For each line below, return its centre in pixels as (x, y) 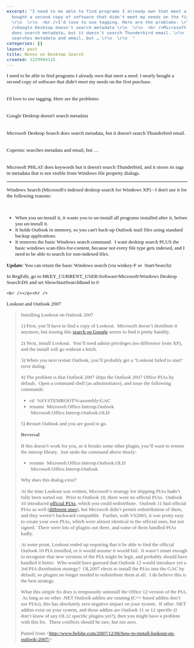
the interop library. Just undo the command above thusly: (79, 452)
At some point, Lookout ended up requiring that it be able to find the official (98, 545)
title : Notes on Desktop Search (45, 54)
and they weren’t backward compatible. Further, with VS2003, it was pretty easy (102, 515)
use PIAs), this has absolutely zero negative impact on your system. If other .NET (104, 604)
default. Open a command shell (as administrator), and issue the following (96, 384)
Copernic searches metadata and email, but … (53, 150)
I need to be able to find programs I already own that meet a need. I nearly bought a (91, 75)
